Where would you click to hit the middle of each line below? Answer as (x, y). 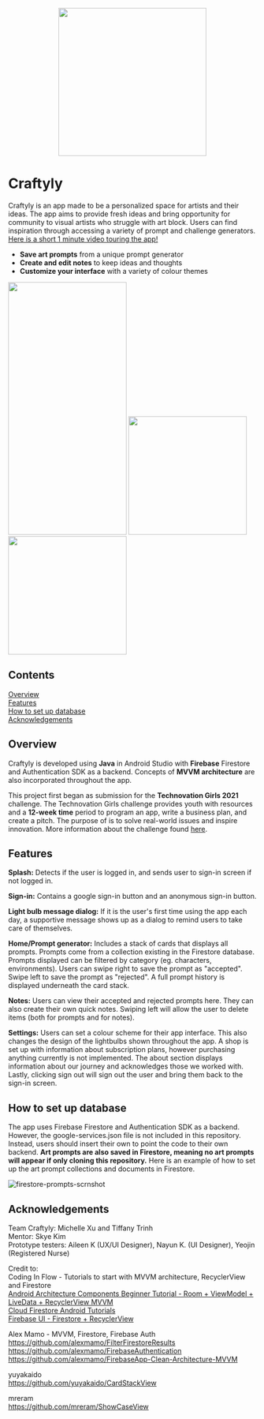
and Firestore (30, 1285)
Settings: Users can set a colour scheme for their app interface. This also (128, 1033)
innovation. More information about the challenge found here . (108, 829)
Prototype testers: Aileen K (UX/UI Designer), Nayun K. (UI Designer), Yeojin (132, 1245)
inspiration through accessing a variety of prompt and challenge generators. (132, 230)
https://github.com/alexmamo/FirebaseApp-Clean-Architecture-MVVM (123, 1359)
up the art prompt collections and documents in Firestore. (102, 1169)
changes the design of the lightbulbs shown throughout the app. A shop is (128, 1041)
